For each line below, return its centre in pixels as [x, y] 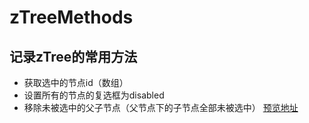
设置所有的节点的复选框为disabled [94, 95]
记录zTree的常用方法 [73, 56]
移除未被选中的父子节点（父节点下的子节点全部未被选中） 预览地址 [161, 107]
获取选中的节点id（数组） [76, 82]
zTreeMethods [71, 17]
